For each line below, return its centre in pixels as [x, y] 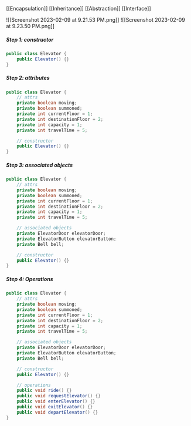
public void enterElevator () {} [56, 401]
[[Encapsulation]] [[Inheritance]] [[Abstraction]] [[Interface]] [79, 9]
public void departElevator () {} [57, 412]
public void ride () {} [44, 391]
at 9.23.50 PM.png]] [30, 26]
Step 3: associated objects [40, 165]
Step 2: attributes [28, 78]
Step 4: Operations [30, 279]
